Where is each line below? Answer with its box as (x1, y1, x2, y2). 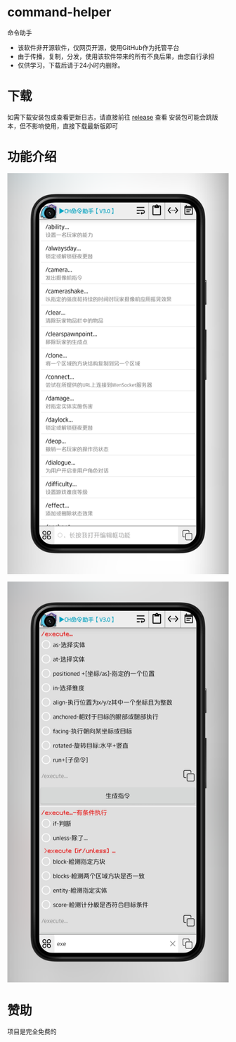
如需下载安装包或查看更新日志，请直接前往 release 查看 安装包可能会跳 (7, 113, 213, 121)
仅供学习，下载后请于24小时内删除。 (17, 61, 124, 69)
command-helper (7, 4, 112, 20)
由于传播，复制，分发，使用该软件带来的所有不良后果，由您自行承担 (17, 52, 215, 61)
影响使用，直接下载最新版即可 (31, 121, 118, 130)
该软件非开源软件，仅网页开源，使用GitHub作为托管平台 (17, 43, 180, 51)
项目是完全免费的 (7, 1027, 57, 1036)
